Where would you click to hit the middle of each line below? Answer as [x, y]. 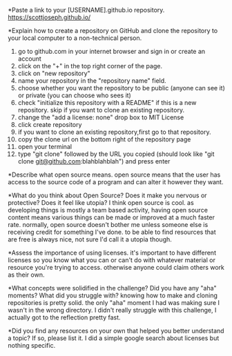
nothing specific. [32, 345]
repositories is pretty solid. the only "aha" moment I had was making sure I [114, 303]
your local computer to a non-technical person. [75, 38]
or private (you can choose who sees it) [75, 95]
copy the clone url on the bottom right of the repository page [104, 139]
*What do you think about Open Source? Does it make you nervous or [107, 195]
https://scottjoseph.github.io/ [49, 17]
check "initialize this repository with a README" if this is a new [107, 102]
